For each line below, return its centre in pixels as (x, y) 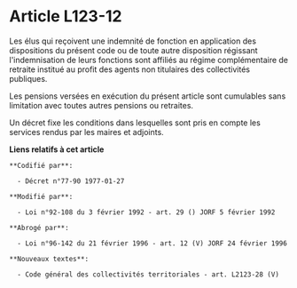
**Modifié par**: (41, 196)
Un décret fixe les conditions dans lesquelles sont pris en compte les (135, 123)
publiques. (28, 78)
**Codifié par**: (41, 165)
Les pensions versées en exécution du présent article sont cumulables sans (148, 96)
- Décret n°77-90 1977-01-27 (71, 181)
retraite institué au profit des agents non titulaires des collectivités (130, 69)
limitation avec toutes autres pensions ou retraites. (101, 105)
